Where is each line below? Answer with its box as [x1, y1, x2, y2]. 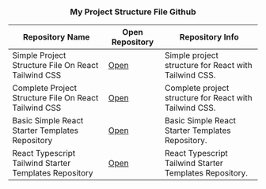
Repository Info [179, 32, 239, 43]
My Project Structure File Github [70, 6, 196, 17]
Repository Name [22, 32, 90, 43]
